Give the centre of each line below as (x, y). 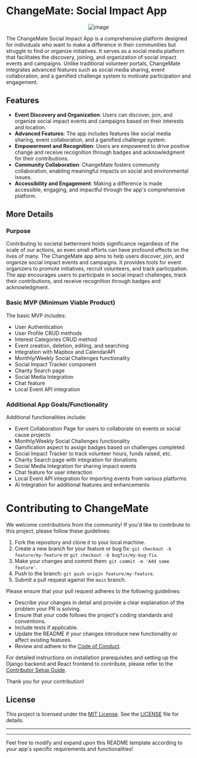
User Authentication (39, 326)
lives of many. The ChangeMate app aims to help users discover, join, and (95, 256)
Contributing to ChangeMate (77, 508)
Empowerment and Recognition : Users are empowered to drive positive (102, 146)
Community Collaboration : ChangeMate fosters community (87, 164)
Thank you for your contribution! (45, 681)
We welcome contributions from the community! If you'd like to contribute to (98, 524)
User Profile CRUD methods (48, 333)
